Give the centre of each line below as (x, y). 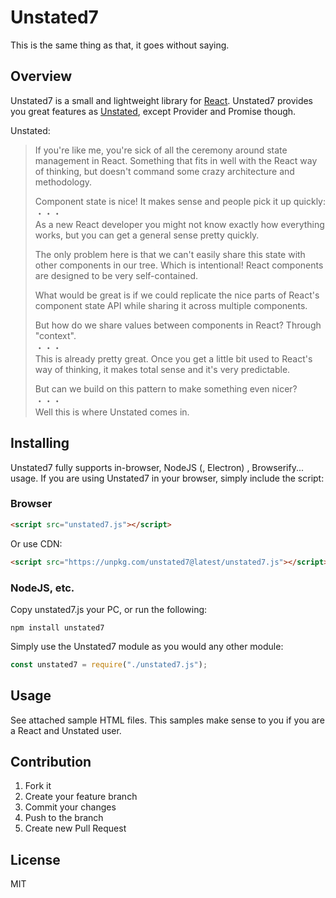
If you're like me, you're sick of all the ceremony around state (161, 150)
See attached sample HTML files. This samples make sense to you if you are (167, 720)
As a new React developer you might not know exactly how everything (179, 224)
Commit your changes (70, 807)
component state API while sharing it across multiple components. (171, 305)
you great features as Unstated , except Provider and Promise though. (153, 111)
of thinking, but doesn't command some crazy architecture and (164, 171)
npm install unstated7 (57, 627)
